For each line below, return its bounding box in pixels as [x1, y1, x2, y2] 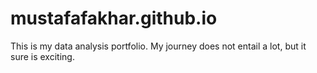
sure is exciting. [10, 50, 75, 62]
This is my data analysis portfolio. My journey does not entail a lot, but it [10, 40, 307, 52]
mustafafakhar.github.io [10, 7, 218, 30]
